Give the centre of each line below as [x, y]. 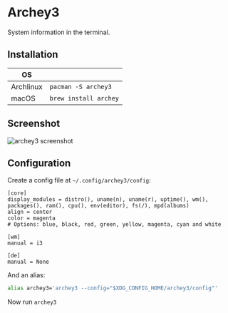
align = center [30, 212]
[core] [17, 193]
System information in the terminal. [59, 32]
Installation [33, 55]
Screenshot [34, 124]
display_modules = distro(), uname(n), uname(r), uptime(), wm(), [108, 200]
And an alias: [26, 275]
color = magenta [31, 218]
